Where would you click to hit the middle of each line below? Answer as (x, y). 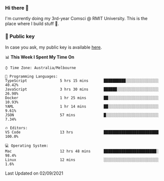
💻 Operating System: (27, 146)
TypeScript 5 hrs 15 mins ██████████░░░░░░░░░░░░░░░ (82, 80)
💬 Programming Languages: (31, 76)
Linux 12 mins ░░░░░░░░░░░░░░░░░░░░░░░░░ (82, 160)
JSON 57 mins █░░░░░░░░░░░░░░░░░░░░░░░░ (82, 115)
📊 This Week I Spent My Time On (40, 57)
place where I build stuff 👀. (32, 24)
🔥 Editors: (16, 128)
